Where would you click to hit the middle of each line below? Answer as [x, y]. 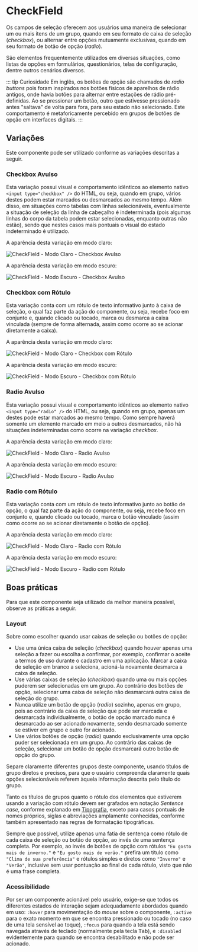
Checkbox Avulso [32, 174]
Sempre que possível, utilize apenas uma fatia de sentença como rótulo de [97, 833]
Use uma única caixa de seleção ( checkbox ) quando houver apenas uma [103, 648]
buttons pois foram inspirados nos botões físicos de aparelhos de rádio [93, 88]
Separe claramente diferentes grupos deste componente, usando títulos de [98, 766]
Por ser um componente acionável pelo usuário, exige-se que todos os [92, 900]
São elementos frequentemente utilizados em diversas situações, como [93, 57]
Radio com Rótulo [32, 491]
